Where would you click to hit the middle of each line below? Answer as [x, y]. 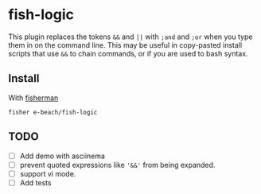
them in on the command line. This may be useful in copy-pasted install [125, 45]
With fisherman [33, 98]
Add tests [35, 182]
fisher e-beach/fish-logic [53, 112]
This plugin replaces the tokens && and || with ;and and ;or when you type [130, 37]
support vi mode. [48, 173]
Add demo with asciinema [62, 156]
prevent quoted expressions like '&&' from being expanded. [117, 165]
